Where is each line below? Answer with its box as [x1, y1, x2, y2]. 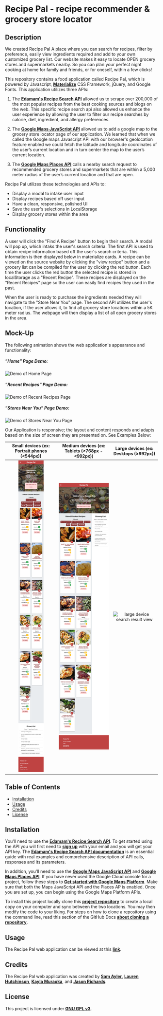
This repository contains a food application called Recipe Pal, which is [5, 76, 145, 82]
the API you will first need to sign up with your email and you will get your [5, 844, 152, 850]
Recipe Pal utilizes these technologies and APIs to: [5, 181, 106, 187]
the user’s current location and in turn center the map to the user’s [12, 147, 145, 152]
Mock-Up [5, 329, 34, 337]
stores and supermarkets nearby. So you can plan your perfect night [5, 62, 142, 67]
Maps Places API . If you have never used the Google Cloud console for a [5, 874, 151, 880]
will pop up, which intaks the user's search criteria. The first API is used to [5, 243, 154, 249]
